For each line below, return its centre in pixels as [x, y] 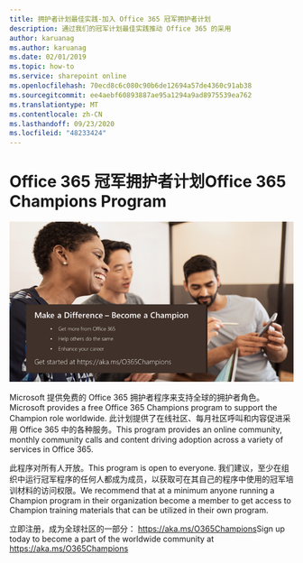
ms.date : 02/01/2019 [48, 57]
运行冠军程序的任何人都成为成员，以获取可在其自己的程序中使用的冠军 [155, 479]
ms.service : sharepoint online [68, 77]
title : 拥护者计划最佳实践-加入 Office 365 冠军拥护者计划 [110, 19]
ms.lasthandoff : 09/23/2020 [62, 124]
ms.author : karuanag [48, 48]
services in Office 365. [51, 449]
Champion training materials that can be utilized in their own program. [139, 510]
